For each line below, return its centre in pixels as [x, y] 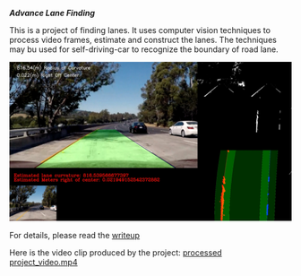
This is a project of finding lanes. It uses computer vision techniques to [140, 30]
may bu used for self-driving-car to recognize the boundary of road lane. [144, 49]
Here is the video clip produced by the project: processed [116, 252]
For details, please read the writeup [75, 235]
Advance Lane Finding [52, 13]
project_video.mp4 [43, 262]
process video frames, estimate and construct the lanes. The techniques [143, 40]
